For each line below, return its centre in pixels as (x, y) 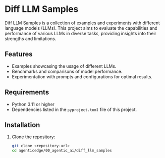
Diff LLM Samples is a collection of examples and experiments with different (82, 23)
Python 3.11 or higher (33, 104)
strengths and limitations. (30, 39)
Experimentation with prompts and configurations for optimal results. (82, 77)
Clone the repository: (33, 137)
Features (19, 54)
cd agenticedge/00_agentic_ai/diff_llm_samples (62, 151)
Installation (22, 125)
